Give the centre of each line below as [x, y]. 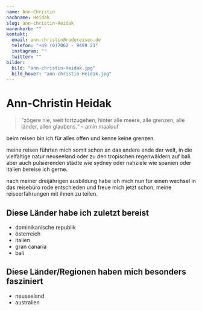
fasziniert [25, 281]
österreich [28, 234]
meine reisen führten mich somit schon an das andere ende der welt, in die [99, 150]
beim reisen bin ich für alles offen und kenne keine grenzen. [81, 138]
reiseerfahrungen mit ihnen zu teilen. [52, 194]
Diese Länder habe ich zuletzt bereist [78, 213]
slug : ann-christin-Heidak [40, 23]
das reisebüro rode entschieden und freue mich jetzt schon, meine [89, 187]
